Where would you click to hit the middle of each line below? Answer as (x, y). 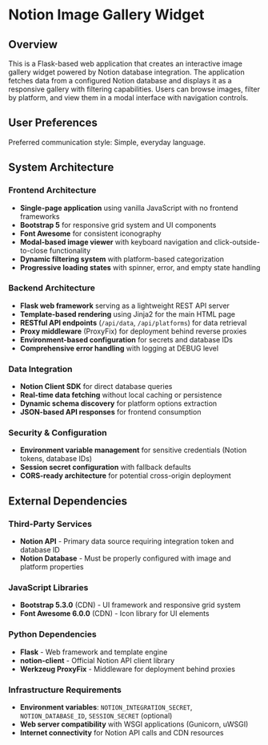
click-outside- (237, 241)
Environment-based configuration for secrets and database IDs (126, 339)
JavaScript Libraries (48, 587)
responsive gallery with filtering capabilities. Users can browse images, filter (134, 89)
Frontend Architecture (52, 190)
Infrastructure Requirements (65, 690)
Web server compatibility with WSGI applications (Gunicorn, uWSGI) (134, 724)
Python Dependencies (53, 634)
